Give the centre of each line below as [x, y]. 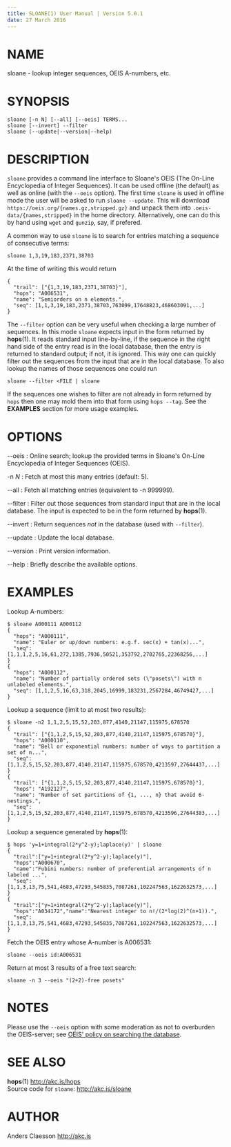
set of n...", [28, 753]
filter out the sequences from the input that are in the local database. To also [116, 361]
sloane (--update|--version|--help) [60, 132]
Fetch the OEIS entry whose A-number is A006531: [80, 942]
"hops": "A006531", [41, 294]
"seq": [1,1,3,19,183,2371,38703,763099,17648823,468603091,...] [109, 306]
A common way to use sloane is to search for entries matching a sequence [113, 236]
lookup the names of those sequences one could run [82, 369]
